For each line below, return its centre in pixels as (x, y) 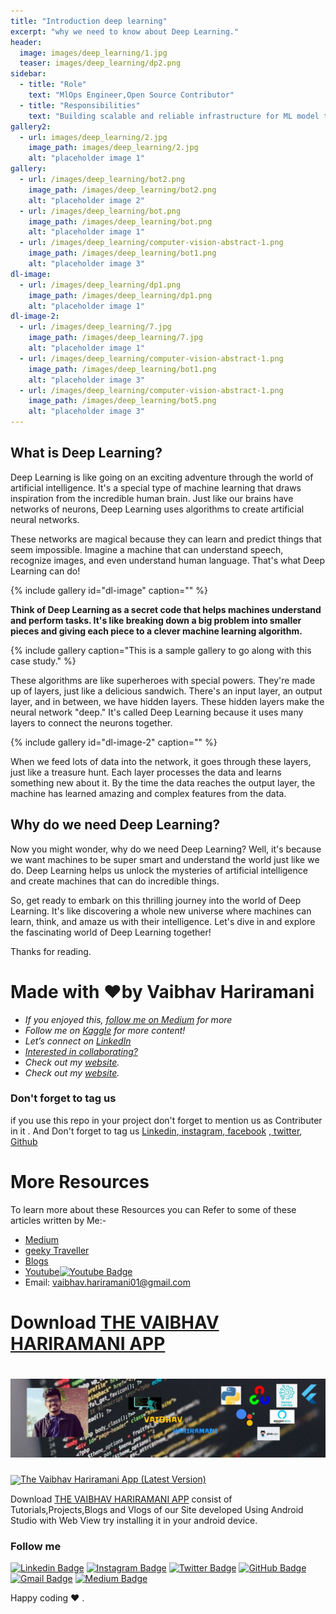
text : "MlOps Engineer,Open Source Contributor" (131, 95)
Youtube (42, 1271)
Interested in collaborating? (81, 1051)
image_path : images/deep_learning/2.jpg (113, 148)
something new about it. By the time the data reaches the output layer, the (163, 782)
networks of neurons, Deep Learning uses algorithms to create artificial (157, 509)
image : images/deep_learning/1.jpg (93, 53)
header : (26, 42)
